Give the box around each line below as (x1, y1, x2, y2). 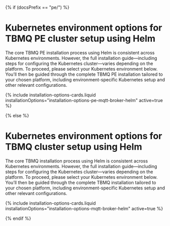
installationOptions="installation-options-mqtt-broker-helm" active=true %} (5, 205, 163, 211)
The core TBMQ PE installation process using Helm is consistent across (5, 49, 155, 55)
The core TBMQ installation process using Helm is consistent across (5, 157, 148, 164)
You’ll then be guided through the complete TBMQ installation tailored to (5, 179, 156, 185)
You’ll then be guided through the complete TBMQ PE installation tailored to (5, 71, 163, 77)
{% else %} (5, 112, 29, 118)
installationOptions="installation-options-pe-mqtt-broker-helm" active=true (5, 97, 163, 103)
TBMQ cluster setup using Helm (5, 141, 143, 153)
